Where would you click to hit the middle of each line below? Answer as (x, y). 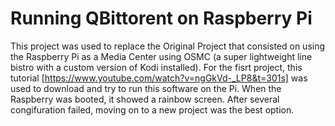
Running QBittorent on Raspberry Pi (161, 18)
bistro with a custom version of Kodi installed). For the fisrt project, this (156, 67)
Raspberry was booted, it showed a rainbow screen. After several (145, 99)
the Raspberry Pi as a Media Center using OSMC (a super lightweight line (161, 56)
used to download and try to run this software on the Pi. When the (146, 88)
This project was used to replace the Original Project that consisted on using (168, 46)
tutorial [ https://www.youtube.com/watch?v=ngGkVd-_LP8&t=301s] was (159, 78)
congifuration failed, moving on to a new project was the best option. (152, 109)
